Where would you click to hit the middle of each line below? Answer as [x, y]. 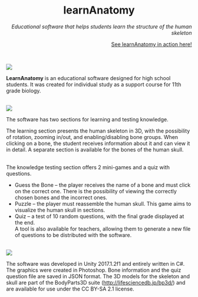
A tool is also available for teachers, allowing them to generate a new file [103, 229]
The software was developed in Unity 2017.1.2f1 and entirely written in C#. [95, 263]
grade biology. [24, 90]
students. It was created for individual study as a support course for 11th [94, 84]
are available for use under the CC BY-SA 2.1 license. [70, 289]
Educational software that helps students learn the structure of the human [102, 27]
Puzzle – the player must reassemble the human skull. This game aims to [103, 203]
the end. [25, 222]
